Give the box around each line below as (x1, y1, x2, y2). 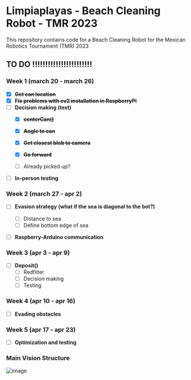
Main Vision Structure (6, 353, 70, 362)
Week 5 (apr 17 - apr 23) (6, 325, 76, 333)
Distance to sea (23, 215, 62, 222)
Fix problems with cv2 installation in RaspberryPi (14, 97, 137, 104)
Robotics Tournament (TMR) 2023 (6, 42, 89, 49)
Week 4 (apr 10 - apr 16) (6, 297, 76, 305)
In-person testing (14, 175, 59, 182)
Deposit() (14, 262, 38, 269)
